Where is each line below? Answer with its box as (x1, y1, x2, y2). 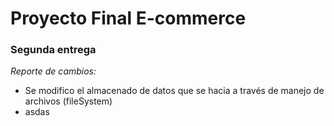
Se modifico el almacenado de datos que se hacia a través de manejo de (24, 85, 325, 97)
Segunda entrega (10, 43, 97, 57)
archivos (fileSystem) (24, 95, 113, 107)
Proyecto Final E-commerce (10, 7, 247, 30)
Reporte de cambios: (10, 65, 97, 77)
